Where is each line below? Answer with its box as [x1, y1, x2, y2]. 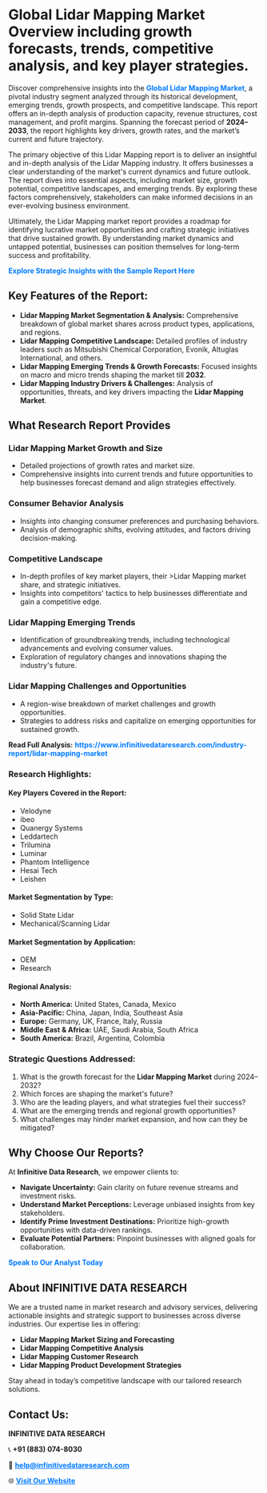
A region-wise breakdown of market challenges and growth [19, 698, 216, 708]
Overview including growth [8, 22, 193, 41]
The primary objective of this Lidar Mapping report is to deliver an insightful [8, 150, 257, 159]
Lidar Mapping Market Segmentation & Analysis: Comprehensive [19, 310, 239, 320]
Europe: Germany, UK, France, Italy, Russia [19, 1016, 162, 1026]
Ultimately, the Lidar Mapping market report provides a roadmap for [8, 216, 231, 226]
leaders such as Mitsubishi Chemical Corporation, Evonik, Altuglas [19, 344, 239, 354]
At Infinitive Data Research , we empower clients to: [8, 1167, 180, 1177]
